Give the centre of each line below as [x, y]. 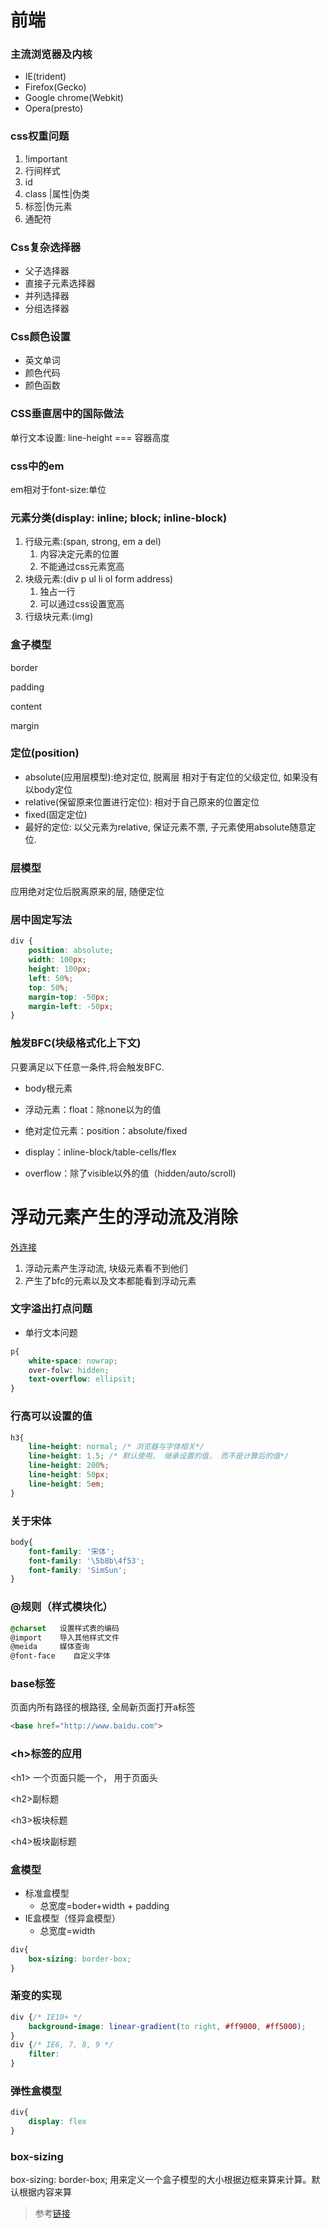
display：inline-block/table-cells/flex [100, 1152]
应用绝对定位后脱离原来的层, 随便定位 [87, 892]
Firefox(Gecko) [55, 87]
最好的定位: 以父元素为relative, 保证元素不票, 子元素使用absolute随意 [166, 827]
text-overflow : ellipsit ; [82, 1379]
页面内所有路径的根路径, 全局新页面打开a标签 [103, 1707]
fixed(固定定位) [56, 814]
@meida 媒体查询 [50, 1647]
